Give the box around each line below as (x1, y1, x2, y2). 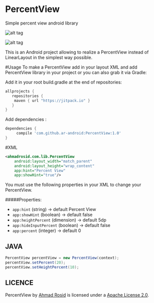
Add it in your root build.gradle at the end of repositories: (5, 79, 122, 85)
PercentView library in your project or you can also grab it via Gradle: (5, 69, 147, 75)
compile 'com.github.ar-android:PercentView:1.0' (16, 131, 122, 136)
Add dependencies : (5, 116, 47, 122)
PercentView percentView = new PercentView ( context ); (5, 255, 120, 260)
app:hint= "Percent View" (14, 168, 66, 173)
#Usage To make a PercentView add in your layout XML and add (5, 64, 138, 70)
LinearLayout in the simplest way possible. (5, 54, 93, 60)
